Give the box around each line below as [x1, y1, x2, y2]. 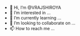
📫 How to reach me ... [9, 26, 55, 31]
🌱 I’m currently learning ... [9, 15, 62, 20]
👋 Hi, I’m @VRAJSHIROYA [9, 5, 62, 10]
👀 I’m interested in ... [9, 10, 51, 16]
